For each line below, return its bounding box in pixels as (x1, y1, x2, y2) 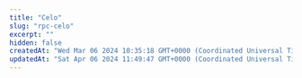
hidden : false (9, 38, 63, 48)
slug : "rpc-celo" (9, 22, 75, 30)
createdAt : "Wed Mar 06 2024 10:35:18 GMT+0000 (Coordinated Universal (9, 47, 283, 56)
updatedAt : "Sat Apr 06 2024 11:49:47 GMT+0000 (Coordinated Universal (9, 55, 283, 64)
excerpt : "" (9, 30, 54, 39)
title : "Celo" (9, 13, 63, 22)
